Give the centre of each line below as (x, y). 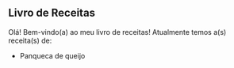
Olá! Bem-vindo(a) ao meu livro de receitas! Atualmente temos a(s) (117, 32)
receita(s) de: (30, 40)
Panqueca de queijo (52, 55)
